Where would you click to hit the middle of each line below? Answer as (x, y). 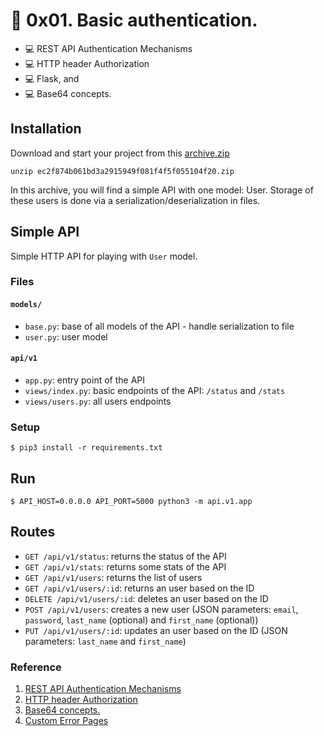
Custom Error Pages (66, 721)
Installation (46, 129)
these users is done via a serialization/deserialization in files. (135, 200)
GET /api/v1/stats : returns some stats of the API (125, 566)
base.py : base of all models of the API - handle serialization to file (159, 326)
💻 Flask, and (52, 78)
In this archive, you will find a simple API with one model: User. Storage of (162, 190)
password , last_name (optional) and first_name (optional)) (141, 620)
